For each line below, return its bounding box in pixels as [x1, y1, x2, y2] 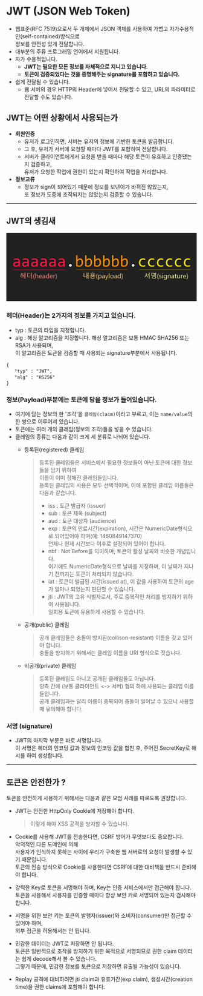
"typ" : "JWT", [14, 368, 53, 374]
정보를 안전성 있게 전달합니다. [14, 40, 85, 47]
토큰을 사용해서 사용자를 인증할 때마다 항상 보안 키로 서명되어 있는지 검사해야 [14, 892, 196, 899]
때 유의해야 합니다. [39, 705, 83, 713]
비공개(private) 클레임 [24, 662, 77, 670]
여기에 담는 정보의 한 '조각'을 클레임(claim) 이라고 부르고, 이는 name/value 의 [14, 411, 193, 418]
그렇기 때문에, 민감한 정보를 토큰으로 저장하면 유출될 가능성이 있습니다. [14, 963, 181, 970]
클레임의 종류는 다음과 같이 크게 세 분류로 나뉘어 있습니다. [14, 433, 151, 440]
